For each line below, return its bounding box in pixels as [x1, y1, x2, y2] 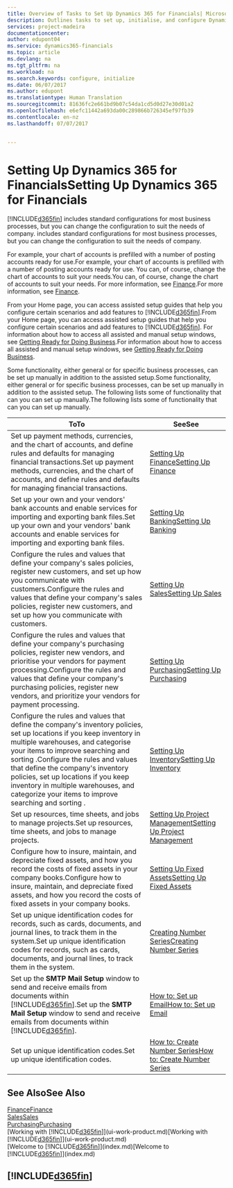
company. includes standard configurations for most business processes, [7, 230, 217, 238]
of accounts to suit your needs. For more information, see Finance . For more [7, 280, 223, 289]
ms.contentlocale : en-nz [7, 113, 79, 120]
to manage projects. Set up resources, [10, 818, 133, 828]
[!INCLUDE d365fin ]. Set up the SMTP [10, 1000, 132, 1009]
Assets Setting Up [149, 873, 207, 883]
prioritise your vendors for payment [10, 657, 126, 666]
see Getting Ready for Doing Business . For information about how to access [7, 338, 222, 346]
